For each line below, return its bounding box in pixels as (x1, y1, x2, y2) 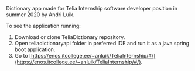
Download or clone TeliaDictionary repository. (14, 34, 125, 40)
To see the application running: (6, 23, 81, 29)
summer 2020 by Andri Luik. (6, 11, 75, 18)
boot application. (14, 46, 56, 53)
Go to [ (14, 52, 32, 59)
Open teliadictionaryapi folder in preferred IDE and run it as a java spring (14, 40, 189, 47)
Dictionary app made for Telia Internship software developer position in (6, 5, 177, 12)
